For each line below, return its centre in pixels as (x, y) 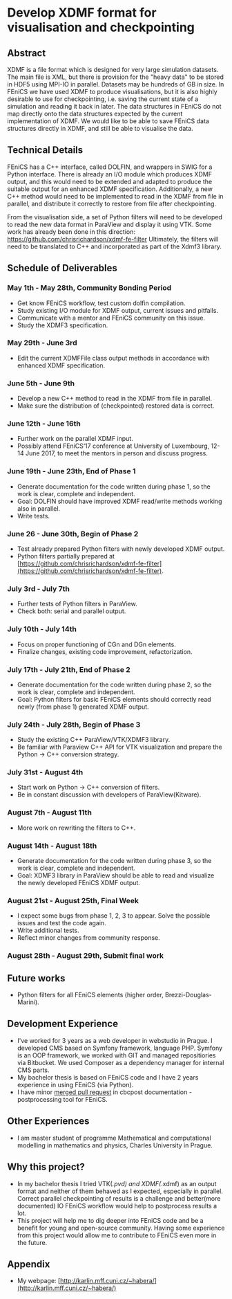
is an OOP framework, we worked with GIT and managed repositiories (116, 1055)
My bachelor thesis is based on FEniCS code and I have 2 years (108, 1077)
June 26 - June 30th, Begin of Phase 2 (73, 534)
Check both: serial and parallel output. (71, 611)
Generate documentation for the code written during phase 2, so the (114, 684)
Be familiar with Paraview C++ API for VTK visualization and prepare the (119, 747)
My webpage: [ (39, 1281)
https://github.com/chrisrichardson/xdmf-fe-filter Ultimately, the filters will (113, 239)
